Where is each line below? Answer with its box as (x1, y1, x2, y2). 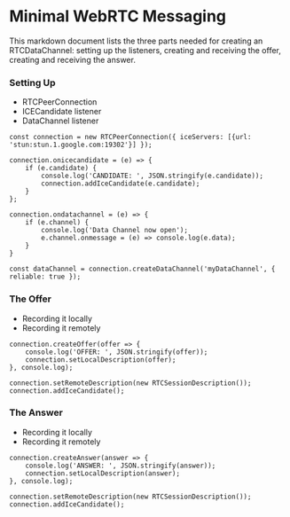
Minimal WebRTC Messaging (9, 6, 227, 27)
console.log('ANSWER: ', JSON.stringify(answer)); (25, 461, 216, 470)
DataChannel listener (21, 115, 99, 126)
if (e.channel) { (25, 218, 90, 227)
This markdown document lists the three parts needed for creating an (9, 35, 263, 46)
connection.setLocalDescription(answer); (25, 468, 180, 478)
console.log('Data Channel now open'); (41, 226, 189, 235)
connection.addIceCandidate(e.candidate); (41, 179, 200, 188)
